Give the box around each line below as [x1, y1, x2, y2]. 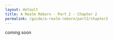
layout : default [5, 7, 38, 12]
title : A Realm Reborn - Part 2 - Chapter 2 [5, 12, 97, 17]
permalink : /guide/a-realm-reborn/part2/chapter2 [5, 16, 109, 21]
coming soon [5, 30, 32, 36]
